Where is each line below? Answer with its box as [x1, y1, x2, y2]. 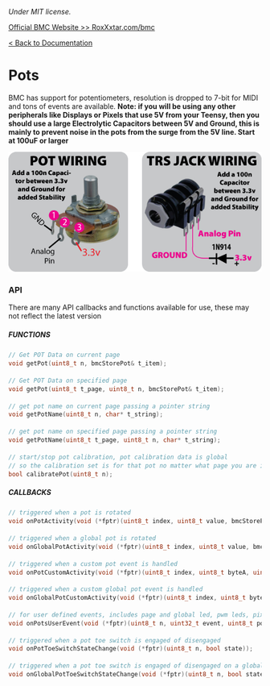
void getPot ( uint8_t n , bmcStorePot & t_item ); [8, 360, 167, 368]
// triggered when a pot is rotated [8, 509, 131, 517]
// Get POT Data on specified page [8, 376, 128, 385]
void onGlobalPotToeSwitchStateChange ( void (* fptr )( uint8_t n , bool [8, 671, 243, 679]
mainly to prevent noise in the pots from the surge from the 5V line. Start [8, 127, 256, 136]
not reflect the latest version [8, 311, 102, 321]
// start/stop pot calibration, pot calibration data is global [8, 453, 228, 461]
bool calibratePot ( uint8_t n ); [8, 470, 113, 478]
